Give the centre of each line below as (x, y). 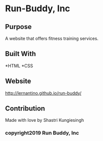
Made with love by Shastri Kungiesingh (45, 120)
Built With (20, 54)
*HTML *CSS (19, 66)
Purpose (18, 27)
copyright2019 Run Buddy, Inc (42, 133)
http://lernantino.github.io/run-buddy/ (43, 93)
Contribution (25, 109)
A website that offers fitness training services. (52, 38)
